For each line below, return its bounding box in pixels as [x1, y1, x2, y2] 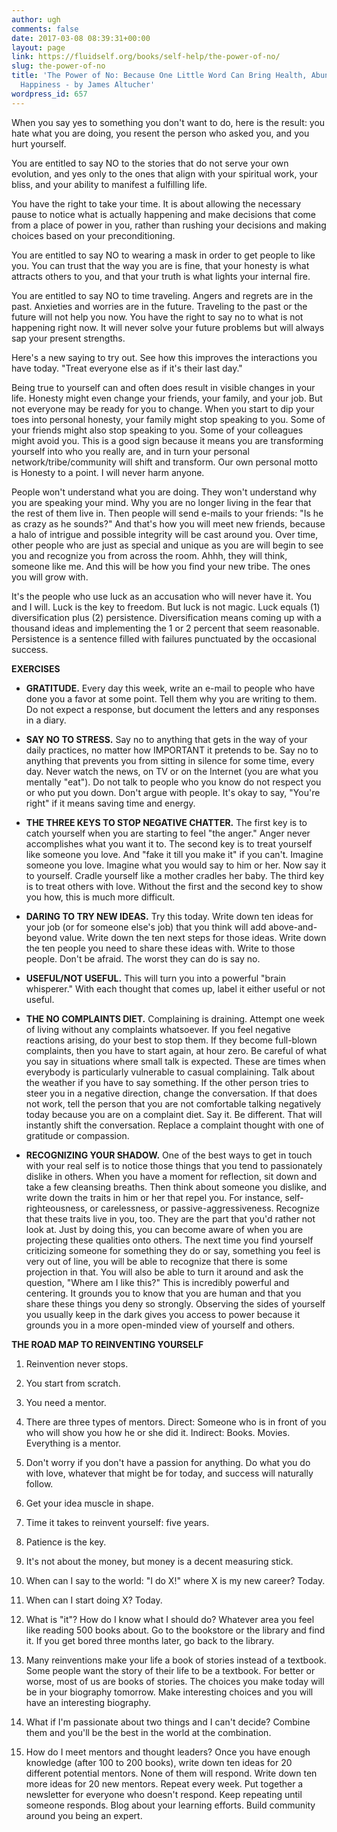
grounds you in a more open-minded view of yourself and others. [25, 1319, 296, 1331]
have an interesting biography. [25, 1696, 152, 1708]
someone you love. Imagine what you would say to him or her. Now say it [25, 859, 327, 871]
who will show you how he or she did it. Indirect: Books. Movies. [25, 1426, 291, 1438]
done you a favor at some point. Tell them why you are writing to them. [25, 692, 318, 705]
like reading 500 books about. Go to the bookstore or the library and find [25, 1624, 326, 1636]
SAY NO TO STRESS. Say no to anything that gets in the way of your [25, 733, 308, 745]
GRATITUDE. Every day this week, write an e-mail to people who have [25, 682, 316, 694]
